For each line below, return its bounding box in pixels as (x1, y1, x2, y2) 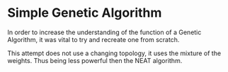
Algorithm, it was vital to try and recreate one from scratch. (7, 35, 180, 43)
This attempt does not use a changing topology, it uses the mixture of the (7, 49, 222, 57)
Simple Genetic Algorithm (7, 5, 162, 21)
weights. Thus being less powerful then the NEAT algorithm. (7, 56, 183, 64)
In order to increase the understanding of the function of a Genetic (7, 28, 202, 36)
